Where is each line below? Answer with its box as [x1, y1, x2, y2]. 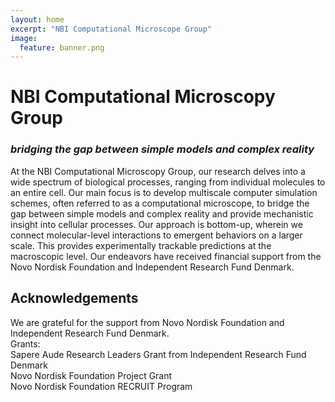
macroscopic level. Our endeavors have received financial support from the [10, 250, 322, 262]
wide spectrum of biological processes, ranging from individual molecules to [10, 176, 326, 188]
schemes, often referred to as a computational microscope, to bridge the [10, 197, 310, 209]
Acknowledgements [10, 290, 139, 307]
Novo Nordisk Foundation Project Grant [10, 369, 173, 381]
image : [10, 33, 38, 43]
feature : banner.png [19, 42, 105, 53]
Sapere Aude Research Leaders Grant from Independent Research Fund [10, 348, 307, 360]
